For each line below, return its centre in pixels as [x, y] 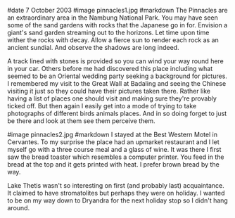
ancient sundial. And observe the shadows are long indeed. [93, 47]
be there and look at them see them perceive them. [82, 121]
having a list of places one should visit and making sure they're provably [112, 98]
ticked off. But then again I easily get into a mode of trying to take [102, 106]
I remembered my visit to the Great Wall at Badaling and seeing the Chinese [117, 83]
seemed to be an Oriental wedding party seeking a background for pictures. [117, 76]
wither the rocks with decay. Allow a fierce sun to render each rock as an [113, 40]
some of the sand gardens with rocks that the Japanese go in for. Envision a [118, 25]
